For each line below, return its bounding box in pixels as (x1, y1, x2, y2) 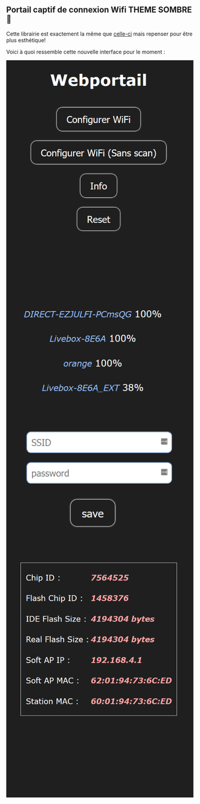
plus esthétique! (6, 36, 46, 44)
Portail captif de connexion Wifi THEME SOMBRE (6, 5, 192, 15)
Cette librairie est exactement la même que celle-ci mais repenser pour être (6, 30, 193, 37)
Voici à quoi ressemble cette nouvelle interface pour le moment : (6, 48, 166, 55)
